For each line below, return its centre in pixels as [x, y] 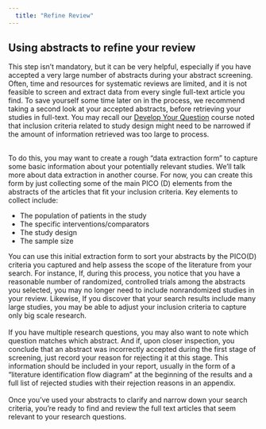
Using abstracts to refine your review [102, 48]
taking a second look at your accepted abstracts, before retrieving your [125, 109]
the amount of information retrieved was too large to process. [109, 134]
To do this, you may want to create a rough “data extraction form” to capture [133, 158]
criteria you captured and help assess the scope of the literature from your [130, 265]
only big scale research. [48, 315]
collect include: [33, 200]
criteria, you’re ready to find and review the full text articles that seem [122, 408]
